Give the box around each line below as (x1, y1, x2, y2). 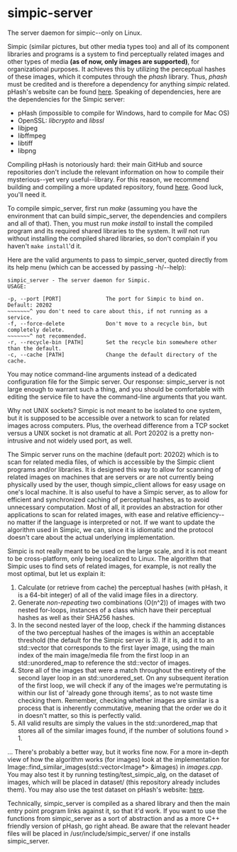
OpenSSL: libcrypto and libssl (17, 116, 104, 125)
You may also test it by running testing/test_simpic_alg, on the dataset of (7, 770, 219, 778)
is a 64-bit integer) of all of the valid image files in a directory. (17, 590, 199, 599)
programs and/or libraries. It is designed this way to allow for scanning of (7, 465, 221, 473)
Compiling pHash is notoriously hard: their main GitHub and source (7, 160, 203, 168)
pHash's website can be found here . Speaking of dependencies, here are (7, 87, 221, 96)
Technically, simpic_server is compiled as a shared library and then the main (7, 799, 231, 807)
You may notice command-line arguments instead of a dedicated (7, 370, 197, 378)
